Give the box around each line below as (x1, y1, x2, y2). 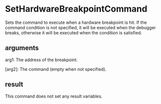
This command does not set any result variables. (5, 93, 103, 99)
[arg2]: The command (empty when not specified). (5, 66, 107, 72)
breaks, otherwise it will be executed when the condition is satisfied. (5, 30, 142, 35)
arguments (5, 44, 39, 52)
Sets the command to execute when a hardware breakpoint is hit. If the (5, 19, 147, 25)
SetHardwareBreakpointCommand (5, 3, 147, 15)
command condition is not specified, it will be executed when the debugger (5, 24, 156, 30)
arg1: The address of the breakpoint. (5, 57, 78, 63)
